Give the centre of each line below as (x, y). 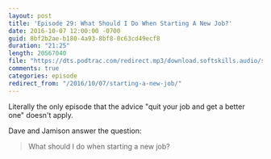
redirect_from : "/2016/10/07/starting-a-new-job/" (95, 83)
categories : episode (43, 76)
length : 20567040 (38, 53)
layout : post (30, 16)
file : (17, 61)
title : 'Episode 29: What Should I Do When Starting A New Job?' (120, 23)
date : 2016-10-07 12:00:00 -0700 (65, 31)
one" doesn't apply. (41, 115)
